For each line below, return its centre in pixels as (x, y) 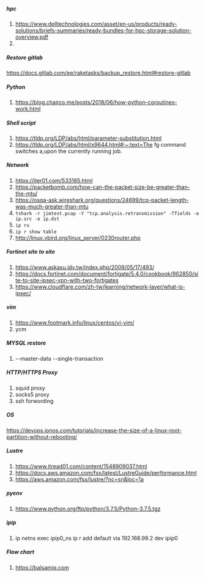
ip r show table (36, 232)
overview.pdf (32, 37)
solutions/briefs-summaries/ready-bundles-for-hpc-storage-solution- (103, 30)
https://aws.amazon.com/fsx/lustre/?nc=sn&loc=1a (79, 479)
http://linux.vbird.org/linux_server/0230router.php (78, 238)
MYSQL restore (26, 343)
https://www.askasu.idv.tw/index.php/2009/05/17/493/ (85, 267)
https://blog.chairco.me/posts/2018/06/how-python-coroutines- (96, 102)
